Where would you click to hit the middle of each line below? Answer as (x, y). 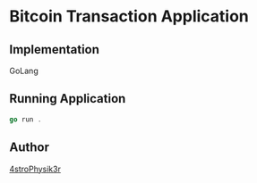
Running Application (68, 99)
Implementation (55, 50)
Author (29, 148)
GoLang (24, 71)
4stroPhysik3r (35, 169)
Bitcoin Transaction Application (129, 17)
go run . (26, 119)
